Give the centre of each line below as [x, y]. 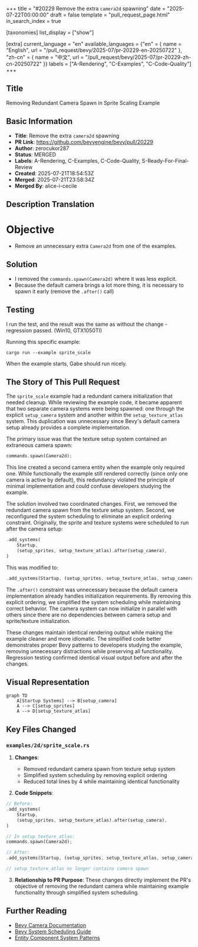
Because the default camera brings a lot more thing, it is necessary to [99, 285]
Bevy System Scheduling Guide [53, 931]
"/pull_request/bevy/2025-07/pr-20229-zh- [138, 57]
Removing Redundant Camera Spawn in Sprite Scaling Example [83, 103]
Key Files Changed [41, 729]
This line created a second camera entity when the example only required [95, 467]
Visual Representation [48, 682]
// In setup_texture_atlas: [41, 836]
